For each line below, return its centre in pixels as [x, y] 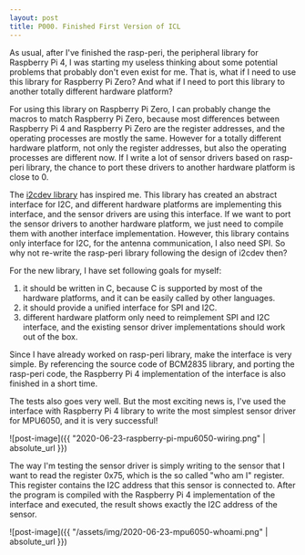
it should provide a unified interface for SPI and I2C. [120, 308]
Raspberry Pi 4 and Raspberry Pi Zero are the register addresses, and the [147, 128]
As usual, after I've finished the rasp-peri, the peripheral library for [134, 52]
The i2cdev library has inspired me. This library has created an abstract [143, 194]
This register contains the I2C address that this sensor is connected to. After [152, 485]
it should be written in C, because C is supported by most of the [142, 288]
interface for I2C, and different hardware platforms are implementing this [146, 204]
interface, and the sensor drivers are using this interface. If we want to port [150, 214]
